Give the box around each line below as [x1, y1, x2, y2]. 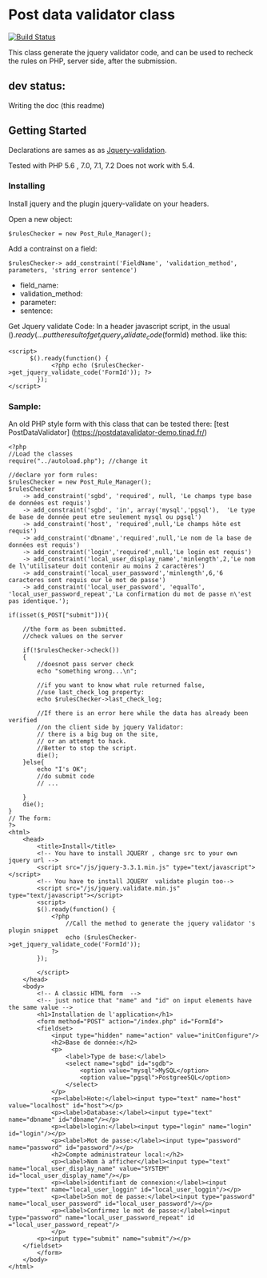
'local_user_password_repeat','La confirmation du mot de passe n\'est [8, 590, 252, 598]
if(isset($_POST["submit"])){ [8, 611, 110, 619]
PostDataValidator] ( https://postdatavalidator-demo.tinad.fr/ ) [8, 427, 208, 437]
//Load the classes [8, 450, 74, 458]
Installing [8, 180, 46, 191]
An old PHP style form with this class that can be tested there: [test [8, 419, 229, 428]
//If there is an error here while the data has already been [37, 709, 249, 717]
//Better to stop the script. [37, 744, 137, 752]
